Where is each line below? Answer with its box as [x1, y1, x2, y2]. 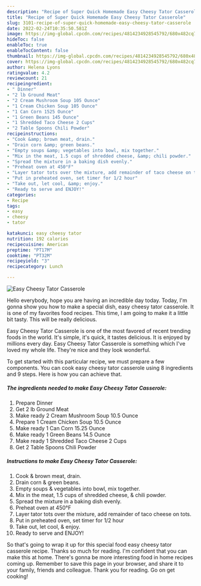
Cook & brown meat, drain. [15, 472, 82, 479]
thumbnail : [7, 53, 34, 59]
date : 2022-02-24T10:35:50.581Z [7, 25, 87, 32]
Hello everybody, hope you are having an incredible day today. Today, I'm [7, 297, 187, 304]
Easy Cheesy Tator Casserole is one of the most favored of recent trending [7, 328, 191, 334]
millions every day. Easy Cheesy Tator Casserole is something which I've [7, 340, 185, 347]
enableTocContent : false [7, 48, 69, 54]
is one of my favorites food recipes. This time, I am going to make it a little [7, 310, 188, 316]
